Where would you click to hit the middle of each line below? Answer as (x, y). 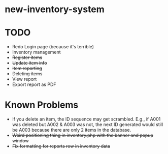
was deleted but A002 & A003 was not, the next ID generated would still (88, 125)
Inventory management (37, 52)
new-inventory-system (55, 9)
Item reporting (27, 68)
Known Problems (42, 105)
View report (24, 79)
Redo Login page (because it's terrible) (53, 47)
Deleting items (27, 74)
